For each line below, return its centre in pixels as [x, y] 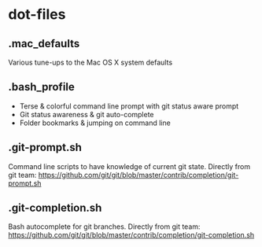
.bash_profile [41, 87]
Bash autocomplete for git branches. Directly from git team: [104, 227]
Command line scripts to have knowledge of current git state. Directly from [129, 166]
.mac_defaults [44, 44]
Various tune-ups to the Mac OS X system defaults [90, 62]
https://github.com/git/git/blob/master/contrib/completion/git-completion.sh [131, 235]
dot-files [37, 15]
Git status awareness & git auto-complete [87, 114]
